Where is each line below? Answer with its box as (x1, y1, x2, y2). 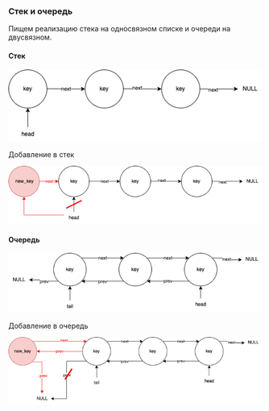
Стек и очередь (8, 6, 73, 17)
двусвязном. (8, 32, 52, 42)
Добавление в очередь (8, 321, 89, 330)
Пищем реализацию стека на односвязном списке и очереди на (8, 24, 231, 34)
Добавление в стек (8, 149, 75, 159)
